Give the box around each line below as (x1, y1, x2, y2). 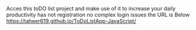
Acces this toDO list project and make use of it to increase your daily (6, 5, 176, 12)
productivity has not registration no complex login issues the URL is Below (6, 11, 191, 18)
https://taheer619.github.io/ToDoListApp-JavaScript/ (6, 18, 136, 24)
